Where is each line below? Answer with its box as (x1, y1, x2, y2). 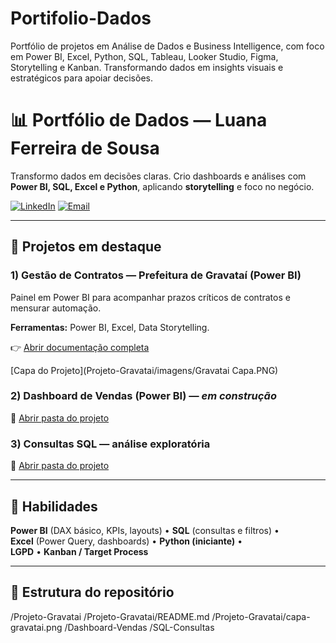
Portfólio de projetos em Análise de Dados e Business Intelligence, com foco (10, 40, 325, 52)
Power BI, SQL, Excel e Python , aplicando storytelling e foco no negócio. (10, 180, 315, 192)
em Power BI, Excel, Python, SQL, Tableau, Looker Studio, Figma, (10, 50, 279, 62)
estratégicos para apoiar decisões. (10, 72, 153, 84)
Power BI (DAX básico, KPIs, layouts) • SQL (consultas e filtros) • (10, 524, 280, 536)
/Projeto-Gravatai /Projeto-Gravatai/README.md (10, 610, 210, 622)
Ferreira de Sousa (10, 137, 160, 160)
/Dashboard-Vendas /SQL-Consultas (64, 621, 215, 633)
